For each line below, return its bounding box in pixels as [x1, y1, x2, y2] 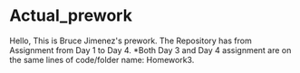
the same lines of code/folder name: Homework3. [9, 54, 195, 65]
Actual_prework [9, 5, 133, 26]
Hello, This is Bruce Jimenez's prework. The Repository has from [9, 35, 252, 46]
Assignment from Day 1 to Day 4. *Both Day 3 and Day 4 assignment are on [9, 44, 292, 55]
